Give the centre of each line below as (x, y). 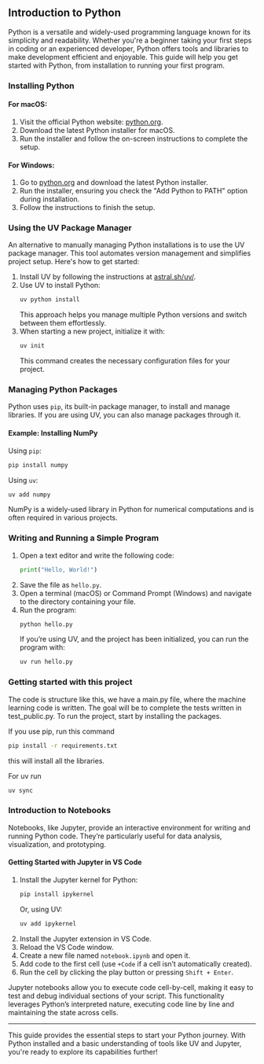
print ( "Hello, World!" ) (59, 569)
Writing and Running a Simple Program (84, 538)
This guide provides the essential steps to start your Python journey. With (127, 1035)
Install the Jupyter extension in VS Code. (85, 938)
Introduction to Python (65, 13)
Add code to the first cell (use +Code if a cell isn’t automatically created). (136, 963)
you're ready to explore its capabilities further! (83, 1051)
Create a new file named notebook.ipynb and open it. (105, 955)
